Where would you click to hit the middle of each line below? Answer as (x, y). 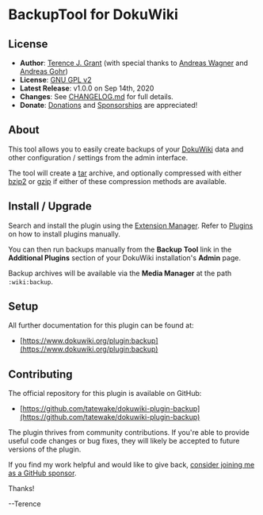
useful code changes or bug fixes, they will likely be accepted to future (124, 441)
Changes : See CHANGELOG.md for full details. (97, 96)
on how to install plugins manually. (64, 234)
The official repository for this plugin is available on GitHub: (105, 394)
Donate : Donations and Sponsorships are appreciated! (109, 105)
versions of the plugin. (45, 449)
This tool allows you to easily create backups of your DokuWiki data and (126, 149)
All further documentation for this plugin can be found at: (101, 325)
